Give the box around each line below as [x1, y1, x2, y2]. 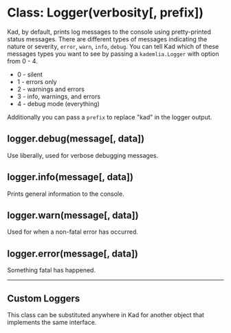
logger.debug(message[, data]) [7, 133, 145, 145]
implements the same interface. [7, 319, 97, 326]
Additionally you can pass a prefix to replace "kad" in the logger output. [7, 112, 212, 121]
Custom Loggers [7, 292, 80, 304]
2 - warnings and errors [16, 85, 85, 93]
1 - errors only [16, 77, 57, 85]
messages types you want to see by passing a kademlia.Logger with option [7, 50, 219, 58]
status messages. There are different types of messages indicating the [7, 34, 208, 43]
